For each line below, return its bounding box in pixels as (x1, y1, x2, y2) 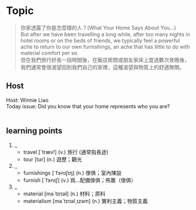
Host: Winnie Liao (6, 97, 49, 104)
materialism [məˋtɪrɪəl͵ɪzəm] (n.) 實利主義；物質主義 (23, 197, 148, 204)
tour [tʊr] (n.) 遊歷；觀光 (23, 156, 82, 163)
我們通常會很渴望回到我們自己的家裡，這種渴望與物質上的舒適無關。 (20, 63, 185, 71)
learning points (6, 126, 63, 136)
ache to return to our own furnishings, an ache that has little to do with (20, 43, 190, 50)
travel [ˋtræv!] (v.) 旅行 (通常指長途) (23, 148, 109, 156)
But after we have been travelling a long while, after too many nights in (20, 30, 190, 37)
